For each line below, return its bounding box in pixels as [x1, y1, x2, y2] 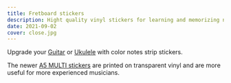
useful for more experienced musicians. [7, 69, 120, 77]
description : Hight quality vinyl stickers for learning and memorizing [7, 16, 220, 23]
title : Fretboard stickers [7, 10, 85, 17]
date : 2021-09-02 [7, 23, 57, 29]
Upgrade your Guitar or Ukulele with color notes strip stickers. [7, 48, 184, 56]
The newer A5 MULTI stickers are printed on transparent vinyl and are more [7, 61, 221, 69]
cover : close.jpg [7, 29, 57, 36]
